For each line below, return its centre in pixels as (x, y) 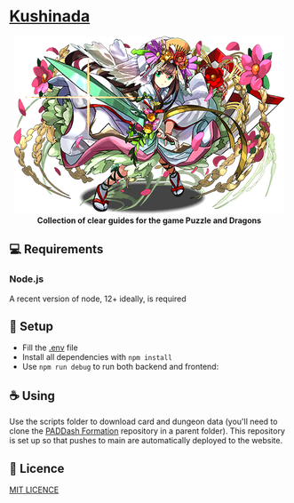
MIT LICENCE (34, 490)
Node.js (27, 279)
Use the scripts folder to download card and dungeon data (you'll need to (143, 422)
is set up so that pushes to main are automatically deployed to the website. (146, 441)
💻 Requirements (56, 249)
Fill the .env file (50, 347)
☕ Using (32, 396)
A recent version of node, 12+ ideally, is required (98, 299)
